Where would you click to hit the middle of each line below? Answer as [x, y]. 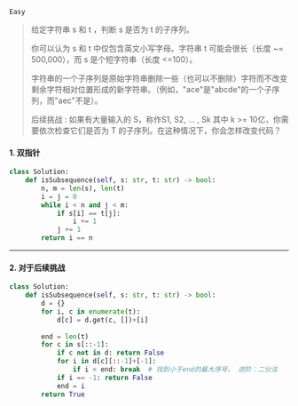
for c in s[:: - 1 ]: [75, 345]
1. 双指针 [25, 152]
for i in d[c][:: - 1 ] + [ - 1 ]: [106, 362]
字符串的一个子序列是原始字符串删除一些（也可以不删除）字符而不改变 [159, 78]
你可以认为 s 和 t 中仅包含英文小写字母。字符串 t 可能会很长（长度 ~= [157, 48]
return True [63, 394]
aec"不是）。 [80, 100]
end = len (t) [65, 337]
